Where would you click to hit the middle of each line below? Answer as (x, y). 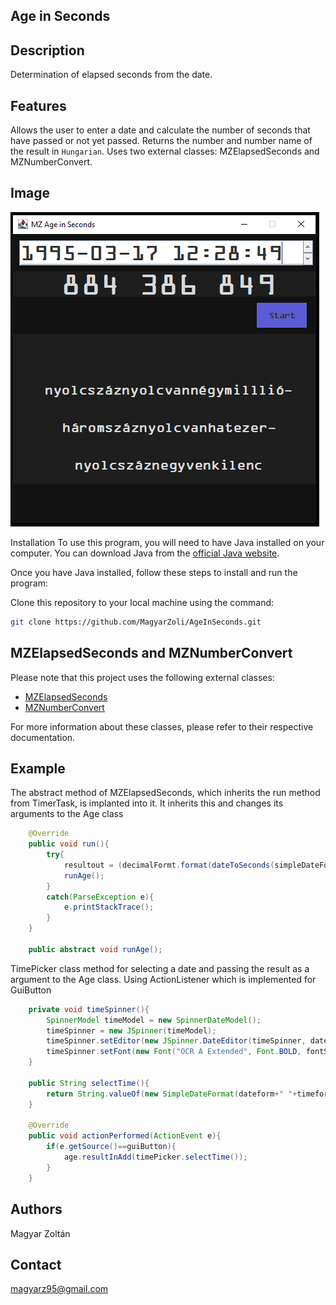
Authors (36, 1209)
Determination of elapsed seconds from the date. (111, 75)
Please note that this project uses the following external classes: (142, 677)
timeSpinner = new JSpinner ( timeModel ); (131, 1030)
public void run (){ (69, 844)
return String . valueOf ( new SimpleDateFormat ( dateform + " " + (172, 1094)
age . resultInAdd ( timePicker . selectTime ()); (155, 1157)
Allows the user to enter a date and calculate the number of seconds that (160, 130)
